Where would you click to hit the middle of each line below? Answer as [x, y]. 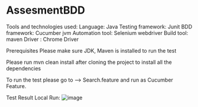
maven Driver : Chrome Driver [42, 39]
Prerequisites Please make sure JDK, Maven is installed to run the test [91, 50]
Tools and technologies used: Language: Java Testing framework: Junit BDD [99, 27]
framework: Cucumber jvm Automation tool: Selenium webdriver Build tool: [97, 33]
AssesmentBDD [46, 10]
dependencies [24, 68]
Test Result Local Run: [33, 98]
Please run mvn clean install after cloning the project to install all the [89, 62]
